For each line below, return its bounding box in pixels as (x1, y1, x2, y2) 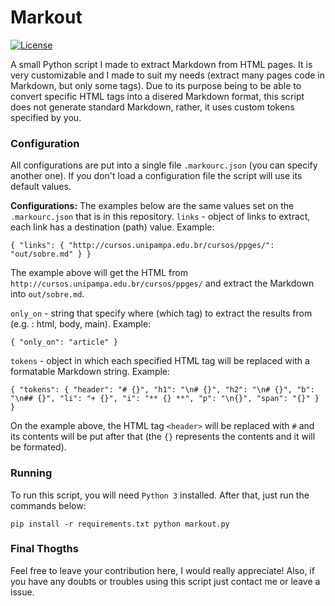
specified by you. (10, 111, 82, 123)
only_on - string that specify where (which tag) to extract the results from (10, 307, 313, 320)
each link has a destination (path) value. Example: (10, 221, 215, 233)
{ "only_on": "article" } (10, 337, 118, 348)
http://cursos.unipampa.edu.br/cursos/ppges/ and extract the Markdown (10, 277, 315, 290)
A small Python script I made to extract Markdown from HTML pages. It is (10, 58, 313, 70)
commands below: (10, 499, 87, 511)
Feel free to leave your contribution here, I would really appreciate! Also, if (10, 564, 315, 576)
